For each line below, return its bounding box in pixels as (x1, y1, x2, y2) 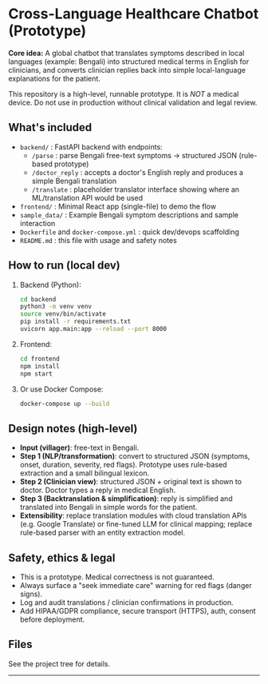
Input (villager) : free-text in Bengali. (19, 443, 140, 452)
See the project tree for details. (8, 658, 110, 668)
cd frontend (19, 355, 60, 363)
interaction (19, 218, 56, 228)
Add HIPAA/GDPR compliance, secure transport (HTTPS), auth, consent (19, 606, 257, 616)
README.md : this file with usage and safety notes (19, 235, 177, 245)
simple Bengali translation (31, 176, 117, 185)
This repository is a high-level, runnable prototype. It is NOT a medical (8, 89, 239, 98)
